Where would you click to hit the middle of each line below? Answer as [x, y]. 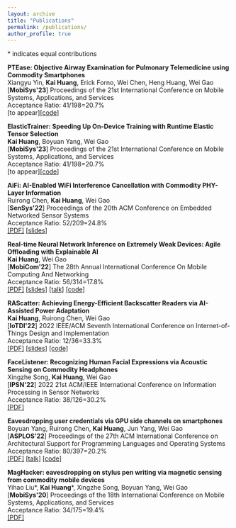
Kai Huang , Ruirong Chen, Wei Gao [59, 318]
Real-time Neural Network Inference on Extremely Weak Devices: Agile [114, 245]
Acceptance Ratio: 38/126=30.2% [57, 400]
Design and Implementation [69, 333]
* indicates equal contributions [52, 54]
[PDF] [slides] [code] [38, 349]
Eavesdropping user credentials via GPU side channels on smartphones [115, 421]
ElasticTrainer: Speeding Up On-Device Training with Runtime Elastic [111, 127]
